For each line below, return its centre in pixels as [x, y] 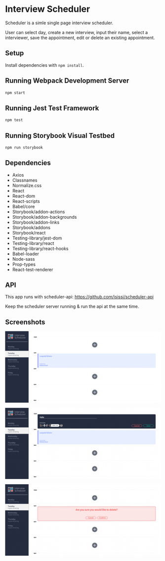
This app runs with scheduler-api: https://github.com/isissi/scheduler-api [80, 297]
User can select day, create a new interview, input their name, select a [77, 32]
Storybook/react [29, 233]
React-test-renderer [33, 269]
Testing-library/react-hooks [40, 248]
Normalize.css [27, 185]
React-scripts [26, 201]
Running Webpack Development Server [67, 81]
